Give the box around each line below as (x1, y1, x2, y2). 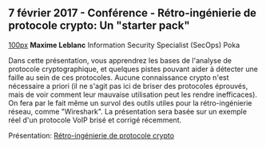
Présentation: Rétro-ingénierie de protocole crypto (8, 130, 174, 140)
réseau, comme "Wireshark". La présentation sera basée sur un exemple (8, 106, 248, 116)
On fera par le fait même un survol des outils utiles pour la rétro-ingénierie (8, 98, 252, 107)
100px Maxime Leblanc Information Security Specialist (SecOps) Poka (8, 40, 240, 50)
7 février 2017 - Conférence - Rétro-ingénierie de (8, 6, 257, 20)
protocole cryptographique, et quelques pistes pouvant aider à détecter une (8, 64, 258, 74)
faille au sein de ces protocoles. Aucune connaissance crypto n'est (8, 72, 229, 82)
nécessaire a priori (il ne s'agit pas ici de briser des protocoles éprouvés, (8, 81, 248, 90)
